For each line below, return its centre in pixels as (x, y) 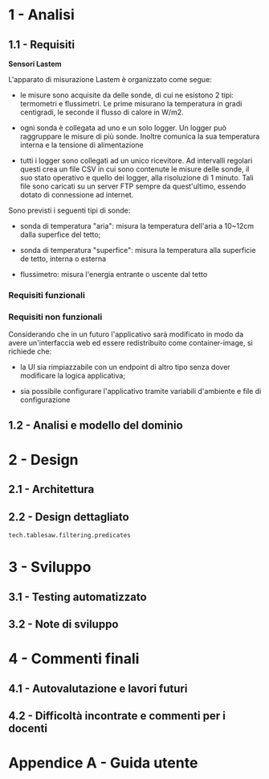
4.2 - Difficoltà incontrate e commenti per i (117, 716)
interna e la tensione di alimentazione (82, 145)
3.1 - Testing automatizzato (77, 597)
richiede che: (30, 351)
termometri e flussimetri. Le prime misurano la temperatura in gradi (131, 104)
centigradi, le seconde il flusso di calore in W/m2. (102, 112)
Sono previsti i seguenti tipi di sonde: (69, 210)
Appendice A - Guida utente (103, 763)
